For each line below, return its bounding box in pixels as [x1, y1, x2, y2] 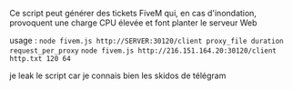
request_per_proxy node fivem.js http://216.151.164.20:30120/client [9, 46, 278, 55]
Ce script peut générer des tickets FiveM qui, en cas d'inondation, [9, 8, 258, 18]
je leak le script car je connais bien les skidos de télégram [9, 70, 227, 81]
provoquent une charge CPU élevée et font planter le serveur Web [9, 17, 258, 28]
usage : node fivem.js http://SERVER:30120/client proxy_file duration [9, 35, 284, 45]
